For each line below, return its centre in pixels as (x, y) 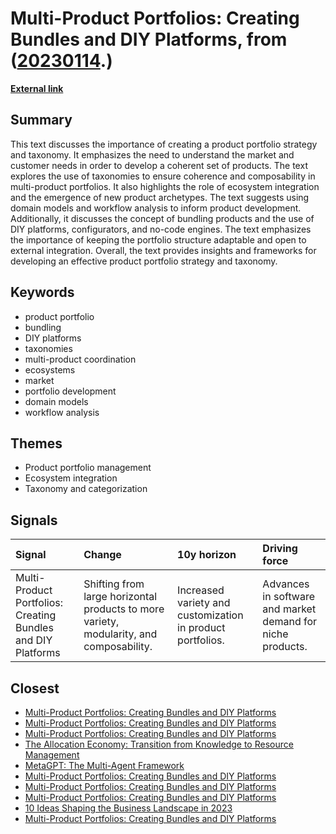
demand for (290, 622)
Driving (280, 549)
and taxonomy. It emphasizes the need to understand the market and (152, 154)
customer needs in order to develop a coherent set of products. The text (159, 165)
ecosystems (50, 369)
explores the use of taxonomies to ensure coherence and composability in (163, 176)
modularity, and (120, 634)
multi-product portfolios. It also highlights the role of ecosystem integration (165, 186)
